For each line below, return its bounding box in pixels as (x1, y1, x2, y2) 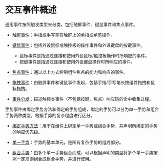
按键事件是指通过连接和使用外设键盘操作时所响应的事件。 (19, 59, 135, 64)
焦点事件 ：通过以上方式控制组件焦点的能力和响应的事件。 (12, 69, 128, 75)
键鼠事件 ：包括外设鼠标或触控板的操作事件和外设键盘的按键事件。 (12, 42, 145, 48)
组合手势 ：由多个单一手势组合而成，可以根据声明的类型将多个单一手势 (12, 149, 154, 155)
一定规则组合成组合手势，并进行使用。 (16, 156, 94, 162)
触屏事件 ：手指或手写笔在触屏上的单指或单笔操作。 (12, 32, 115, 38)
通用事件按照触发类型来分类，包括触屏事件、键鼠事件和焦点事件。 (5, 21, 138, 27)
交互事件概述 (5, 4, 57, 16)
